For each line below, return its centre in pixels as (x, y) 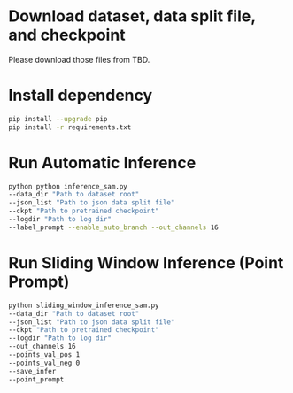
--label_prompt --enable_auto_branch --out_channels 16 (113, 227)
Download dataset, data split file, (132, 16)
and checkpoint (67, 35)
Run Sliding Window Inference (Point (146, 263)
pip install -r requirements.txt (70, 127)
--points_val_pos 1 (44, 355)
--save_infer (32, 371)
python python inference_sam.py (68, 186)
